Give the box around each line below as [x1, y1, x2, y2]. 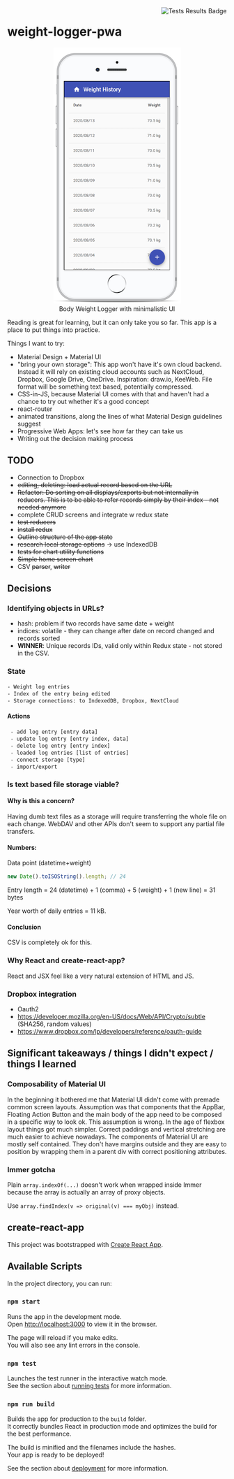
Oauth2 [17, 1004, 40, 1013]
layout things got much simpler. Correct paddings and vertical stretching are [7, 1125, 226, 1133]
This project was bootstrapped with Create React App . [7, 1240, 164, 1248]
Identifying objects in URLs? [7, 604, 104, 614]
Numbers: [7, 843, 37, 851]
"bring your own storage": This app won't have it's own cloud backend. [17, 360, 222, 368]
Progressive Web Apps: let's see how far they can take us [17, 426, 183, 435]
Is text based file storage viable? [7, 779, 120, 789]
